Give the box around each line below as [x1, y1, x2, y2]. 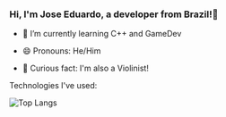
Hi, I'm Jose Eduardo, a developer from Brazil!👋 [9, 8, 219, 21]
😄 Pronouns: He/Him [22, 46, 101, 56]
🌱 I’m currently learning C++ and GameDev [22, 29, 182, 39]
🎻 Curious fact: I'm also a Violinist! [22, 63, 150, 74]
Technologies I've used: [9, 80, 98, 91]
